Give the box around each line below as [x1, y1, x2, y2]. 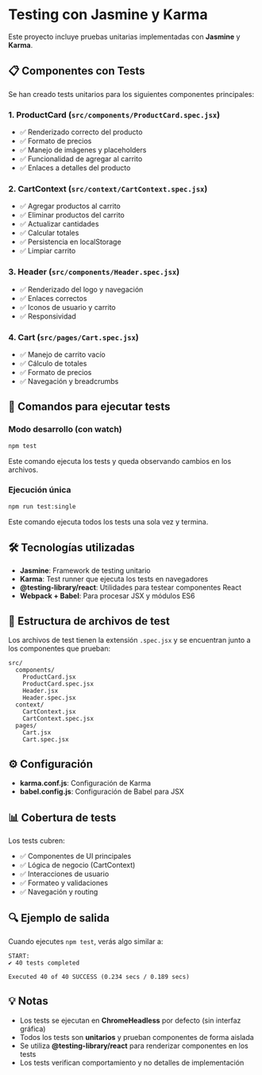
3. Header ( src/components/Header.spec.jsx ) [8, 266, 180, 277]
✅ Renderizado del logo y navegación [19, 284, 144, 294]
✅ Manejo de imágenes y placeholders [19, 145, 147, 155]
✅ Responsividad [19, 311, 77, 321]
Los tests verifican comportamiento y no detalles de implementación [19, 1058, 245, 1067]
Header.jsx [22, 687, 59, 695]
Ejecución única [8, 485, 71, 496]
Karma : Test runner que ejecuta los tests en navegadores [19, 574, 209, 584]
